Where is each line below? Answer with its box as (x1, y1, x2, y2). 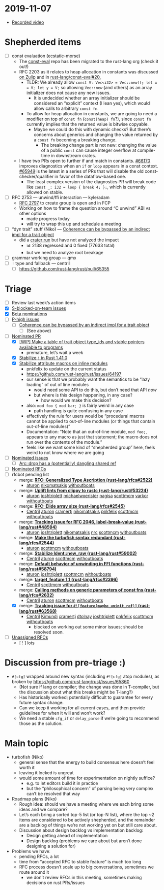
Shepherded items (4, 36, 82, 48)
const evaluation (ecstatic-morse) (11, 53, 81, 59)
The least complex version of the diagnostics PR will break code (26, 178, 156, 185)
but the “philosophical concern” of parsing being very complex (26, 786, 154, 791)
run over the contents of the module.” (26, 439, 103, 445)
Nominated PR (11, 333, 41, 339)
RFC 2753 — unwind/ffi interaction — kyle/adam (11, 194, 110, 200)
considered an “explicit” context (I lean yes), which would (33, 100, 150, 106)
